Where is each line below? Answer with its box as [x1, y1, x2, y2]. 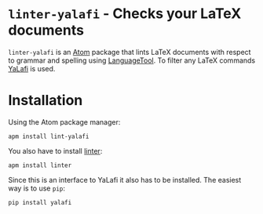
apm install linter [8, 161, 72, 169]
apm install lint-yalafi [8, 132, 89, 140]
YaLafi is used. [8, 63, 56, 73]
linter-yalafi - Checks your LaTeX [8, 5, 242, 23]
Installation [8, 92, 83, 110]
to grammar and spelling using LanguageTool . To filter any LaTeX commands [8, 56, 256, 65]
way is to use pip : [8, 183, 65, 193]
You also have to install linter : [8, 146, 103, 155]
